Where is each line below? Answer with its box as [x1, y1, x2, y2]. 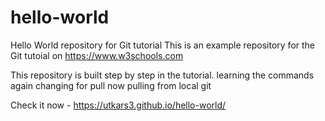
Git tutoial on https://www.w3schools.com [10, 49, 184, 61]
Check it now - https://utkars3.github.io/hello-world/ [10, 99, 227, 111]
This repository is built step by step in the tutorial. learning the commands [10, 69, 315, 81]
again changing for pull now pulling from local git [10, 79, 212, 91]
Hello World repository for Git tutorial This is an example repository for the [10, 39, 316, 51]
